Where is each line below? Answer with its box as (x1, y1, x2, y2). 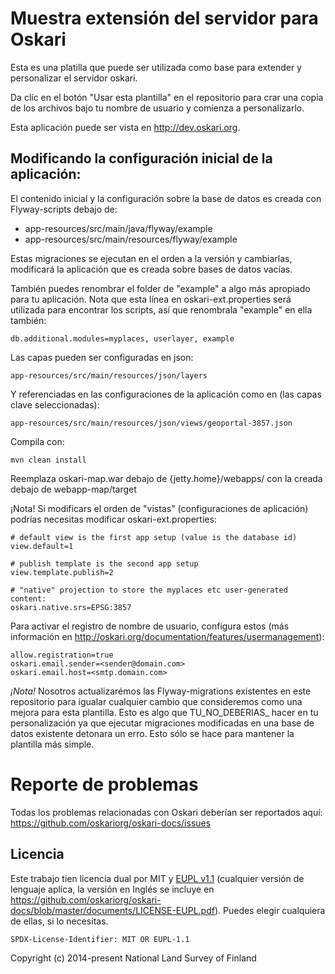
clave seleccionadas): (10, 398, 100, 411)
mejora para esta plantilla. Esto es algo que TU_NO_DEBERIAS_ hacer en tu (10, 706, 319, 718)
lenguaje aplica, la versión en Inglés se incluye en (10, 883, 215, 895)
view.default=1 (10, 541, 74, 551)
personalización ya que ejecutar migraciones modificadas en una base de (10, 717, 315, 729)
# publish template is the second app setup (10, 558, 199, 569)
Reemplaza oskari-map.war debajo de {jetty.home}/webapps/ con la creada (10, 472, 323, 484)
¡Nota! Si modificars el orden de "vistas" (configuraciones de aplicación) (10, 502, 309, 514)
